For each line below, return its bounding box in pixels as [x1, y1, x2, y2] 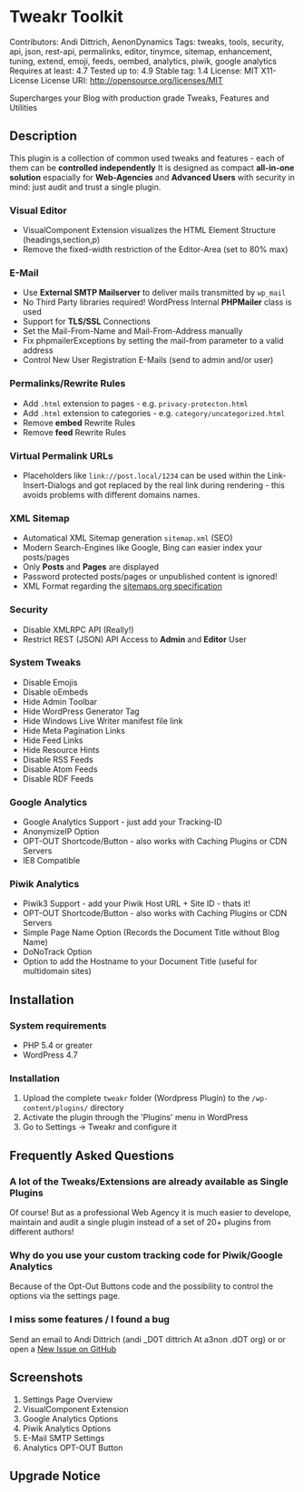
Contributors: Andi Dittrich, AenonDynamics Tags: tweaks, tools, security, [9, 36, 284, 47]
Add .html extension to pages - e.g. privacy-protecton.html [22, 397, 249, 409]
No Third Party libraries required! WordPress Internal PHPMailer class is [22, 297, 292, 307]
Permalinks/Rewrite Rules [9, 377, 126, 390]
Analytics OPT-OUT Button [22, 1442, 123, 1453]
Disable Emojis [22, 677, 78, 687]
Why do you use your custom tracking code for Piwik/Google [9, 1249, 283, 1262]
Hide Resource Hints [22, 744, 100, 755]
